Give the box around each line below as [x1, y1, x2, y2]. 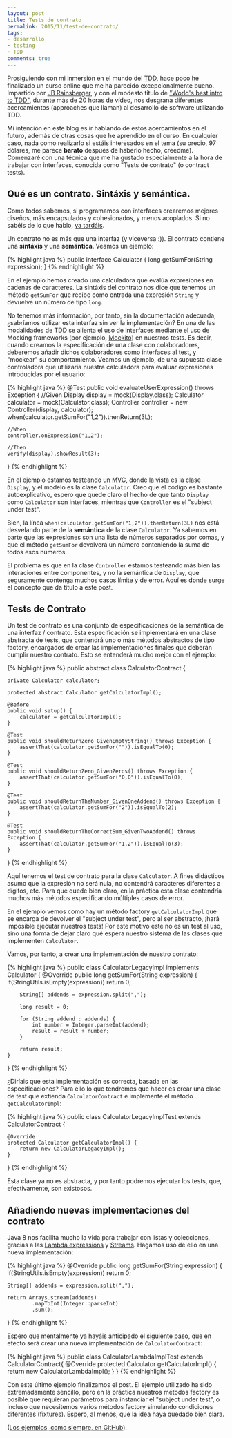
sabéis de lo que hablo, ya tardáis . [7, 221, 105, 229]
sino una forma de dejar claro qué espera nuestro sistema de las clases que [7, 929, 223, 937]
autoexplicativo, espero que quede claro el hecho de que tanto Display [7, 490, 209, 498]
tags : [7, 29, 23, 37]
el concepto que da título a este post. [7, 583, 113, 591]
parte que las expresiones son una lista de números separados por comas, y [7, 533, 225, 541]
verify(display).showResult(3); [7, 450, 100, 457]
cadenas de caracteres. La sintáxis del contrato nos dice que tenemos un [7, 283, 216, 291]
